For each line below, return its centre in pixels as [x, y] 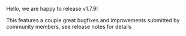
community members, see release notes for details [69, 27]
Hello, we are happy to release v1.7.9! [52, 9]
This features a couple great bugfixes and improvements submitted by [93, 20]
